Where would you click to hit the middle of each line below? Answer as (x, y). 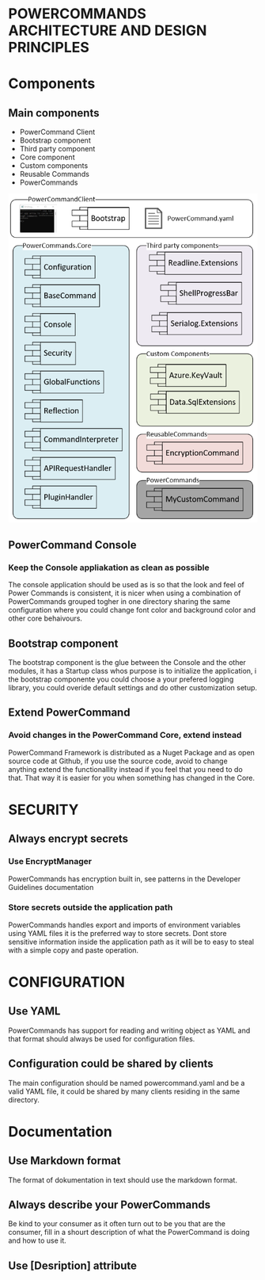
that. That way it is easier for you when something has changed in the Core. (132, 778)
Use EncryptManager (50, 862)
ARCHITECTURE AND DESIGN (108, 31)
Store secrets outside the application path (91, 907)
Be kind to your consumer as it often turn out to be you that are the (117, 1224)
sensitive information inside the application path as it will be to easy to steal (131, 942)
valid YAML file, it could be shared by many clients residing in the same (124, 1091)
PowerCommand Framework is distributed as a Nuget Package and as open (132, 752)
